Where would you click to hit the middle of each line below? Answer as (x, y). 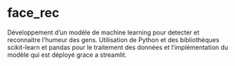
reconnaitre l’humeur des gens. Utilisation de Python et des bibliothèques (113, 39)
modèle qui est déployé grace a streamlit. (67, 55)
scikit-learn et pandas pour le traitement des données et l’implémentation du (118, 47)
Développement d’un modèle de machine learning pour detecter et (103, 32)
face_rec (33, 13)
